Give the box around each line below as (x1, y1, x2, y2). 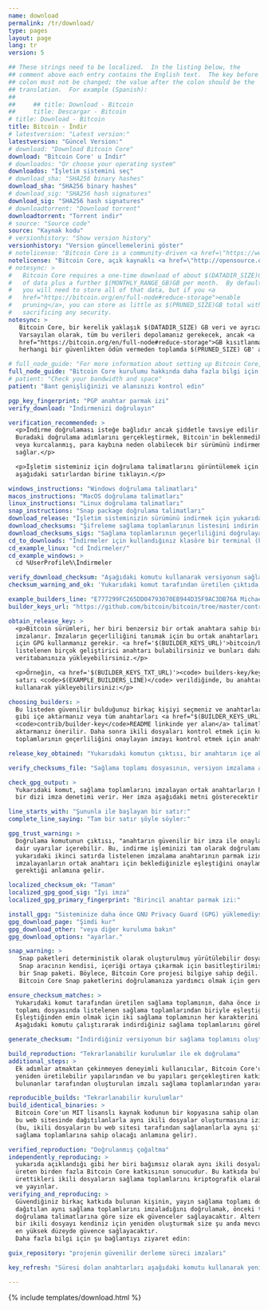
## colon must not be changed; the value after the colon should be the (8, 78, 255, 86)
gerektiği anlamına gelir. (15, 866, 105, 875)
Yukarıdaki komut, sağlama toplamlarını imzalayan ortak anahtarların (15, 786, 255, 794)
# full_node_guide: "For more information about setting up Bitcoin (8, 360, 241, 368)
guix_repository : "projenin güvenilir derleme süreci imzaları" (8, 1249, 227, 1257)
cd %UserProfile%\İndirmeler (15, 559, 112, 567)
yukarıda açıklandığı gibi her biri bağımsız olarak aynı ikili (15, 1161, 234, 1169)
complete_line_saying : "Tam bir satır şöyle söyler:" (8, 815, 191, 823)
